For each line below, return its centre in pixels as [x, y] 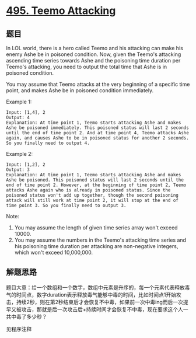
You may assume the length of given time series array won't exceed [96, 228]
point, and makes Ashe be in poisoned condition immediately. [80, 90]
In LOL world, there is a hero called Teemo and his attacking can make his [95, 48]
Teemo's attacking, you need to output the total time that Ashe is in [87, 67]
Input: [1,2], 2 [26, 165]
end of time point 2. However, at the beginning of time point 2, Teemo [96, 185]
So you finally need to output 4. [48, 143]
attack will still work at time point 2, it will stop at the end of [92, 200]
